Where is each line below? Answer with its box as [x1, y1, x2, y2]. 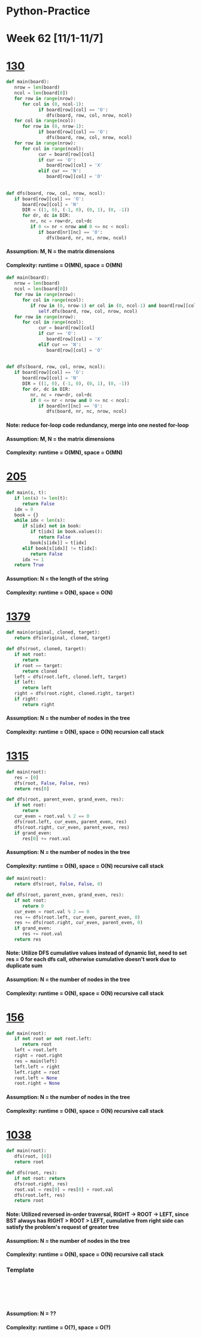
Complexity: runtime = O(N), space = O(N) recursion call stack [6, 728, 165, 735]
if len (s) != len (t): [14, 495, 68, 501]
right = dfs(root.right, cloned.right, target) [14, 690, 135, 696]
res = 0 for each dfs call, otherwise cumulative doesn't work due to [6, 956, 176, 963]
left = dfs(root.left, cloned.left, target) [14, 674, 127, 680]
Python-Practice [6, 4, 90, 18]
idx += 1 [22, 556, 44, 563]
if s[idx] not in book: [22, 523, 82, 529]
